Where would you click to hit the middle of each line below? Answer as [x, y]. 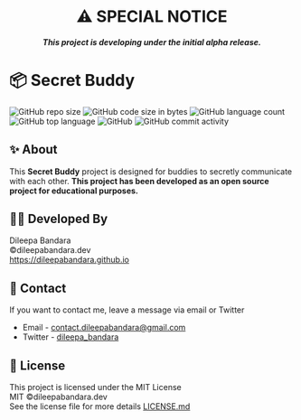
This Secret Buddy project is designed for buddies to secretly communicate [150, 171]
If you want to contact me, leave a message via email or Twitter [127, 310]
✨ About [33, 149]
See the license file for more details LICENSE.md [100, 406]
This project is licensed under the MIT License [96, 387]
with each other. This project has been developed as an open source [139, 181]
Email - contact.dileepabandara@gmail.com [104, 328]
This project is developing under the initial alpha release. [152, 42]
